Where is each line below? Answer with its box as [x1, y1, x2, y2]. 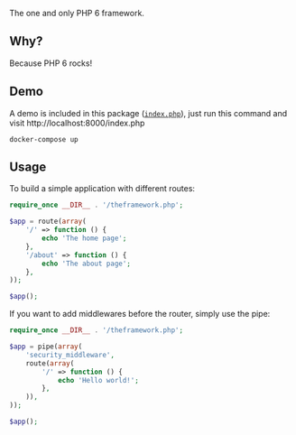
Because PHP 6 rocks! [9, 58, 93, 69]
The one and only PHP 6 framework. [9, 8, 144, 18]
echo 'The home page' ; [42, 234, 127, 243]
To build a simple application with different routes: [9, 183, 196, 194]
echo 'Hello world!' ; [57, 375, 140, 384]
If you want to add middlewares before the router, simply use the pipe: [9, 309, 271, 319]
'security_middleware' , [25, 350, 116, 359]
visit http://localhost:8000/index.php [9, 117, 145, 128]
